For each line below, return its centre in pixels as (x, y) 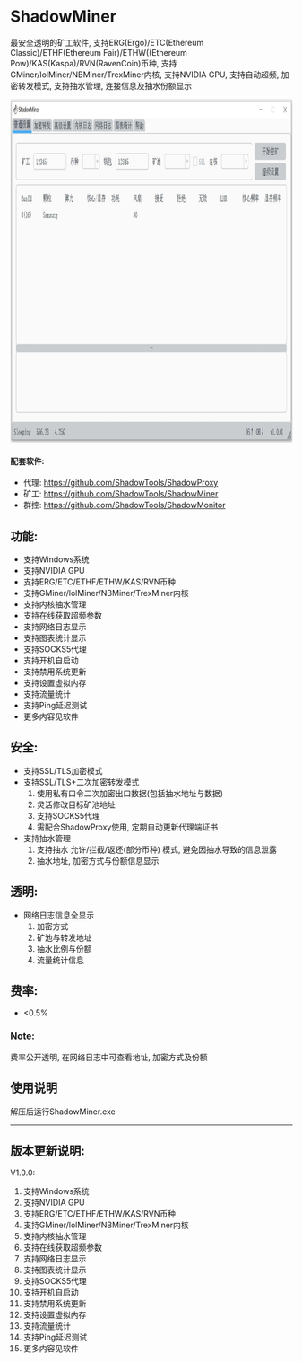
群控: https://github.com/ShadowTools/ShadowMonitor (124, 505)
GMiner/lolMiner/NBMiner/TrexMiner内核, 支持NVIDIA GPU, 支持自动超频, (145, 75)
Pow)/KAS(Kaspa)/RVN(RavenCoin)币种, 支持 (94, 63)
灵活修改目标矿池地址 (76, 804)
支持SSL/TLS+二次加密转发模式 (81, 782)
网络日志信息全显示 (59, 915)
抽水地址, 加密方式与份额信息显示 (98, 860)
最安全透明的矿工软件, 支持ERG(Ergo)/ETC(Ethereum (107, 42)
